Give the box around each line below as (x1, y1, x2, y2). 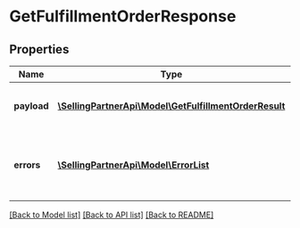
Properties (9, 42, 70, 57)
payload (13, 100, 49, 112)
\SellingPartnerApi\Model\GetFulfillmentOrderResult (57, 100, 286, 112)
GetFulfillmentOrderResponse (9, 6, 237, 27)
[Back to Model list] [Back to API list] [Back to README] (9, 209, 214, 220)
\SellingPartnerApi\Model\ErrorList (57, 159, 210, 171)
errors (13, 159, 41, 171)
